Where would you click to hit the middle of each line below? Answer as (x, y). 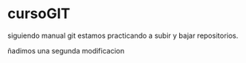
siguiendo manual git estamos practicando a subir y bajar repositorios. (123, 35)
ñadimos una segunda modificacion (66, 50)
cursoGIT (39, 14)
